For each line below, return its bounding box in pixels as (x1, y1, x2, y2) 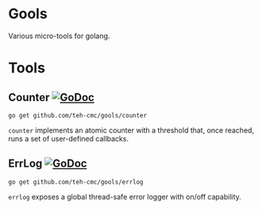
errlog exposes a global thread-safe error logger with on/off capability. (8, 192, 242, 201)
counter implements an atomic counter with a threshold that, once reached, (8, 125, 255, 135)
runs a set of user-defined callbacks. (8, 134, 129, 143)
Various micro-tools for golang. (8, 31, 110, 41)
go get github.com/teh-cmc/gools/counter (8, 111, 148, 119)
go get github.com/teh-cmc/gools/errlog (8, 178, 144, 186)
